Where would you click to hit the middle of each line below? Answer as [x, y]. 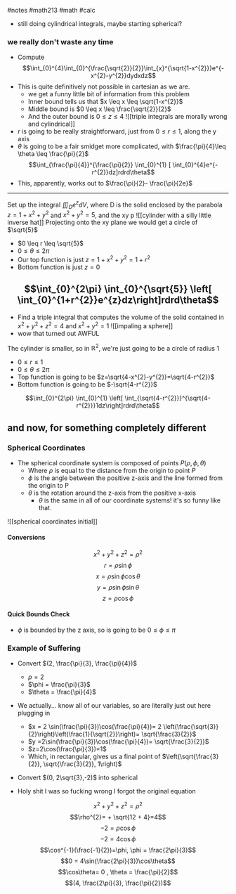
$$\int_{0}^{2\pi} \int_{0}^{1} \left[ [74, 398]
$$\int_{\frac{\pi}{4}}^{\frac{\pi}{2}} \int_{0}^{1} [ [100, 165]
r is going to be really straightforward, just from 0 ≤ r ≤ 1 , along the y [117, 131]
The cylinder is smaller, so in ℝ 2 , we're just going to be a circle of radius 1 [113, 347]
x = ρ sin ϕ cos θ [118, 576]
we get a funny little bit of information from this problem [109, 94]
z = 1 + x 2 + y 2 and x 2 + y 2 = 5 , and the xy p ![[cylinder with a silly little [110, 214]
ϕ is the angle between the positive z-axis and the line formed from [125, 478]
